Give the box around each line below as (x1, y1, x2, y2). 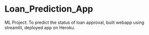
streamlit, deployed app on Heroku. (4, 24, 75, 30)
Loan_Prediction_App (4, 3, 93, 15)
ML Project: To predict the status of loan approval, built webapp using (4, 19, 145, 25)
